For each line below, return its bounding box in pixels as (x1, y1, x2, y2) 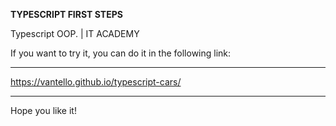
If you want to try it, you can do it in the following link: (10, 47, 232, 59)
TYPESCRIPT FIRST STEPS (10, 9, 123, 20)
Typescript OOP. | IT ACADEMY (10, 28, 140, 39)
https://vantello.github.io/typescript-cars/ (10, 76, 182, 88)
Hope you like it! (10, 105, 77, 116)
